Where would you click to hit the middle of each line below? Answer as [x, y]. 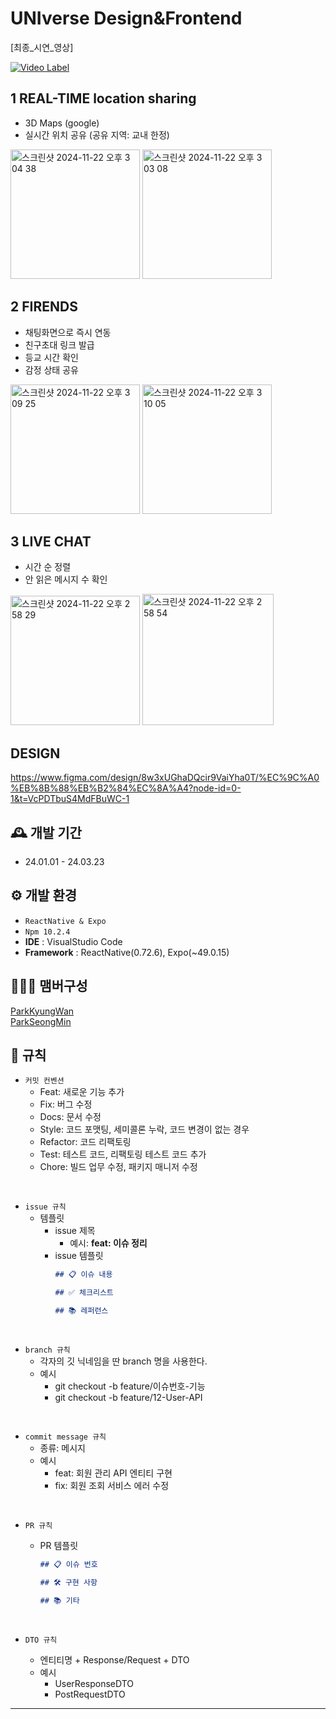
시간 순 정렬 [48, 567]
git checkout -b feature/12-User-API [128, 1398]
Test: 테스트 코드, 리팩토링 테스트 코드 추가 [123, 1154]
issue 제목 [75, 1231]
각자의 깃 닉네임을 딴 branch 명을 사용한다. [123, 1361]
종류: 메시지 [62, 1448]
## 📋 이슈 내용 [83, 1275]
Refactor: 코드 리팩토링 [85, 1142]
